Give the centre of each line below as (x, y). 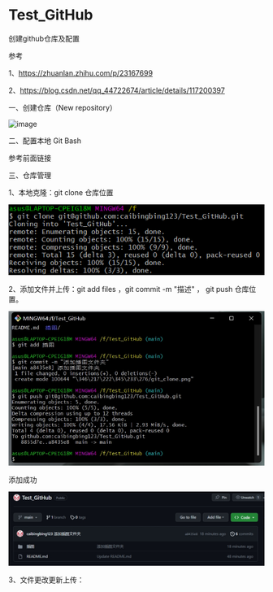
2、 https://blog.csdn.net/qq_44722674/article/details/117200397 (117, 90)
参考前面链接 (30, 158)
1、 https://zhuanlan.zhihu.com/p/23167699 (80, 73)
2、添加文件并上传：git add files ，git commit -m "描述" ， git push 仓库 (129, 289)
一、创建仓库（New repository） (63, 107)
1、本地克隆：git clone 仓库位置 (61, 192)
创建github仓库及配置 (44, 38)
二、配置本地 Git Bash (45, 141)
